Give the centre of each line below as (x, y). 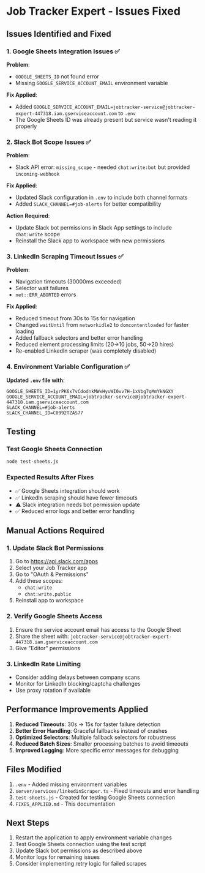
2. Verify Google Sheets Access (54, 616)
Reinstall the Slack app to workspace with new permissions (90, 241)
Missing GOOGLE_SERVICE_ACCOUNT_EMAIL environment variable (91, 83)
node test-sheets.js (33, 462)
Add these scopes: (39, 581)
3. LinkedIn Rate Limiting (44, 664)
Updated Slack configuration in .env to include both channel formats (101, 198)
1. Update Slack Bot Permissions (55, 548)
